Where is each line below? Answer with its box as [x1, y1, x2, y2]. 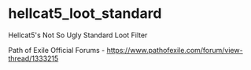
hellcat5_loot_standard [8, 5, 162, 23]
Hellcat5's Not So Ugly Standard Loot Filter [8, 30, 148, 40]
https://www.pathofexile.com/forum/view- [106, 45, 243, 54]
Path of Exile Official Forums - [8, 45, 105, 54]
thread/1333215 [8, 54, 59, 63]
